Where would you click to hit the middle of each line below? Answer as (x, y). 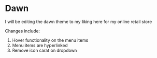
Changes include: (22, 31)
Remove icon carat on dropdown (44, 50)
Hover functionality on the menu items (50, 40)
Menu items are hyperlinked (40, 45)
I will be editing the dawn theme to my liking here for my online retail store (78, 22)
